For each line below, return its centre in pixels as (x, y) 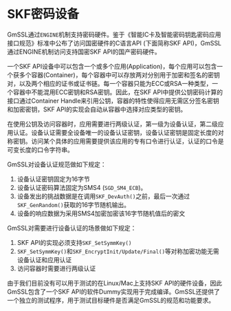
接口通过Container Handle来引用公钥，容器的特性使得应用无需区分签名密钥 (113, 100)
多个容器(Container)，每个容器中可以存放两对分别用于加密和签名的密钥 (119, 75)
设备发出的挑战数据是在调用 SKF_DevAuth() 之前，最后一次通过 (103, 196)
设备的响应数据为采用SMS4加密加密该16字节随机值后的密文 (101, 213)
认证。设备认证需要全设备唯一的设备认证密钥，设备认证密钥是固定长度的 (115, 132)
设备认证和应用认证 (44, 259)
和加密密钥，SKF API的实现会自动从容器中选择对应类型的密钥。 (97, 109)
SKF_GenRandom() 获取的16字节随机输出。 (74, 204)
